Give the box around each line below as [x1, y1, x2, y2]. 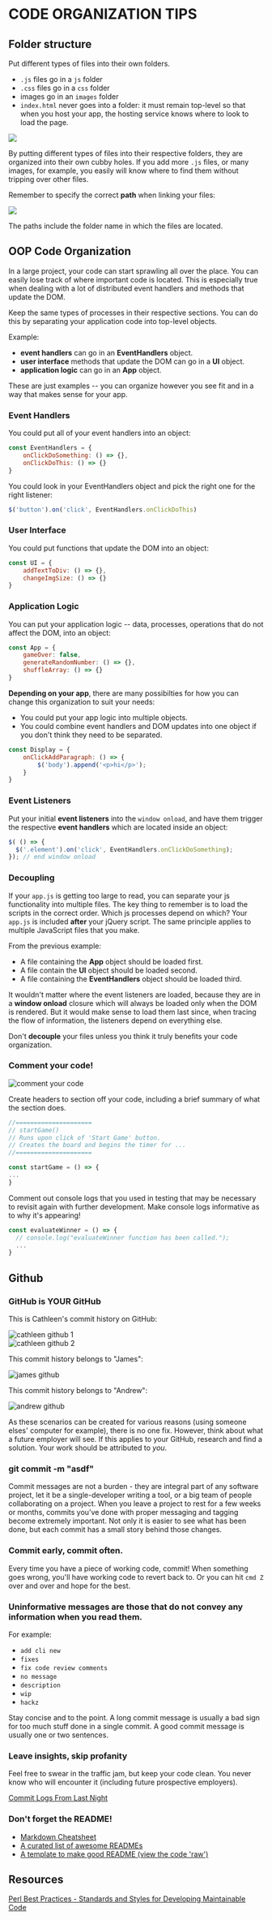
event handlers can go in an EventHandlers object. [19, 347, 193, 357]
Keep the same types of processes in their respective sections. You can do [8, 308, 258, 317]
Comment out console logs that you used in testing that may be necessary [8, 1193, 257, 1202]
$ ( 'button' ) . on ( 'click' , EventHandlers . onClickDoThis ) [8, 505, 198, 514]
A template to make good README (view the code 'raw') [19, 1849, 209, 1859]
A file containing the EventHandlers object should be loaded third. [19, 973, 242, 983]
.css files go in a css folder [19, 83, 111, 93]
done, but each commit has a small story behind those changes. [8, 1525, 223, 1534]
